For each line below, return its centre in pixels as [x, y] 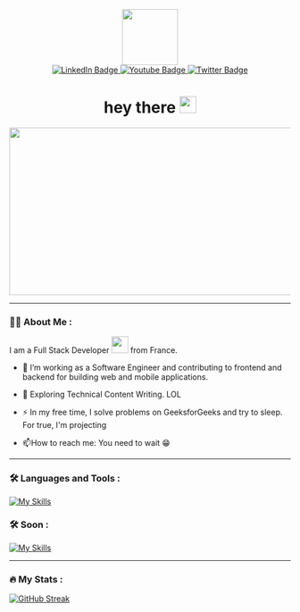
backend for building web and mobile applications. [115, 377]
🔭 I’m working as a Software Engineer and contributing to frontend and [152, 368]
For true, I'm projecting [64, 425]
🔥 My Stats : [36, 579]
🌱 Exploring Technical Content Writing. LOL [101, 394]
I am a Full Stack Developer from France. [94, 350]
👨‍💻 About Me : [41, 322]
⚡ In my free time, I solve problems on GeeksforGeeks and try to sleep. [152, 412]
